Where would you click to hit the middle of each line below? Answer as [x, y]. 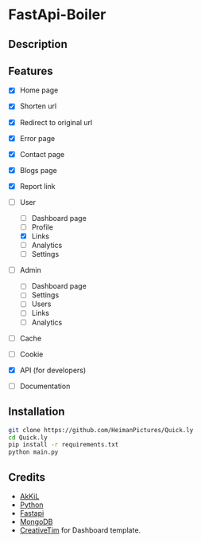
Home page [39, 90]
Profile [43, 227]
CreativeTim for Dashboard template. [80, 530]
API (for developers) [53, 370]
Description [38, 44]
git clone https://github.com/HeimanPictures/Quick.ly [101, 430]
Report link [37, 186]
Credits [27, 477]
